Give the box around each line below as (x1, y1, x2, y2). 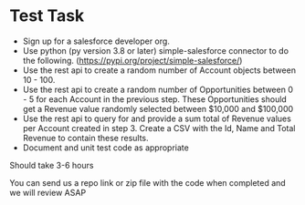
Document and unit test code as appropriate (22, 142, 189, 153)
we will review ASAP (9, 187, 87, 198)
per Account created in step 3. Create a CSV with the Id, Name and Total (22, 122, 296, 133)
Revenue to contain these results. (22, 132, 149, 143)
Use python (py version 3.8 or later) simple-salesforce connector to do (22, 45, 289, 56)
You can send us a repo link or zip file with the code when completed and (9, 177, 286, 188)
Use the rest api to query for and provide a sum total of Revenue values (22, 113, 292, 124)
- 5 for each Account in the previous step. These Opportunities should (22, 93, 288, 105)
